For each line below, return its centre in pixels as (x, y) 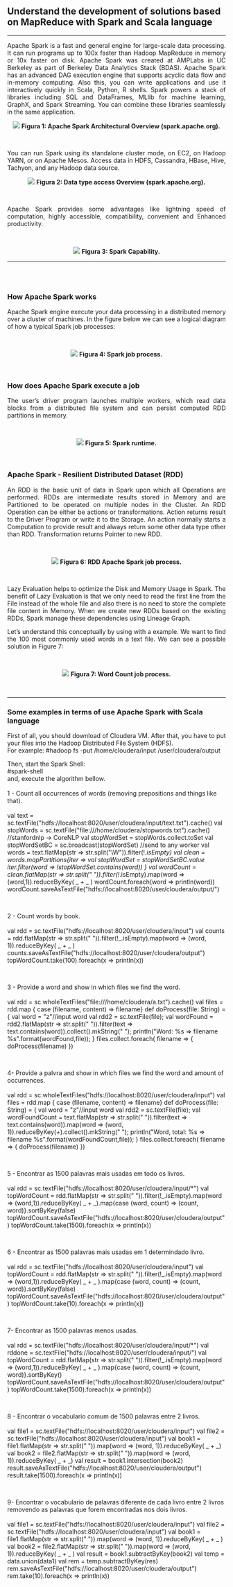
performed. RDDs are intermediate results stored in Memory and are (116, 497)
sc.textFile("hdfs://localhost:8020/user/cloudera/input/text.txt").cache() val (115, 823)
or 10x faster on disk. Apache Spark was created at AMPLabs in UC (116, 60)
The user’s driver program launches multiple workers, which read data (116, 401)
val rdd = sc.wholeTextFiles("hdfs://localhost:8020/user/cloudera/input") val (116, 1095)
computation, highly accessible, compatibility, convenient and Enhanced (116, 216)
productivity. (25, 223)
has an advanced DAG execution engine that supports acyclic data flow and (116, 75)
